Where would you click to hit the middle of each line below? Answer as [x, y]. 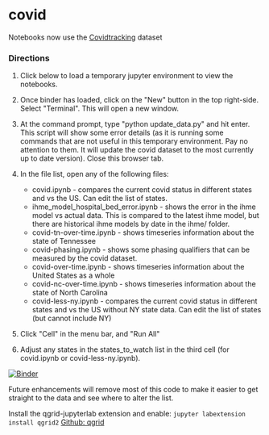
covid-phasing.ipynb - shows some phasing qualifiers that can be [141, 250]
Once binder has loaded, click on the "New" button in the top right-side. [139, 100]
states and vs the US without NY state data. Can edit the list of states [147, 310]
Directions [29, 58]
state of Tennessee [64, 241]
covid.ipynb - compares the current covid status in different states [142, 190]
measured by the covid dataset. [85, 258]
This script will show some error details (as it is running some [122, 133]
